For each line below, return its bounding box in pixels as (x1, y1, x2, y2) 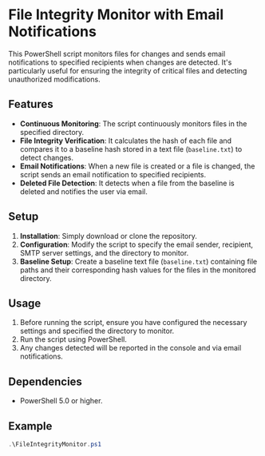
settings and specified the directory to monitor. (19, 326, 175, 336)
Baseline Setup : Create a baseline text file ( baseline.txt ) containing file (19, 256, 258, 266)
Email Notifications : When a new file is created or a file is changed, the (19, 161, 255, 171)
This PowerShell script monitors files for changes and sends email (8, 49, 226, 58)
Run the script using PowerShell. (19, 335, 128, 344)
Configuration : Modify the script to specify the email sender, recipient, (19, 240, 254, 249)
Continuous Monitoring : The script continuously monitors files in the (19, 118, 247, 129)
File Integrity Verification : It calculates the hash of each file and (19, 136, 232, 145)
